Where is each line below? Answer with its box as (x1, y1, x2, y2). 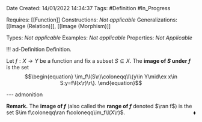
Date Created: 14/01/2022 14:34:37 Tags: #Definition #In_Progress (6, 5, 171, 11)
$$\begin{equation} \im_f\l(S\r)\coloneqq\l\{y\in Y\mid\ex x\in (24, 73, 177, 80)
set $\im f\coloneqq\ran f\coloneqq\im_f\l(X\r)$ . (6, 109, 126, 116)
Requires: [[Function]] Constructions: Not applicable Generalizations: (6, 16, 177, 23)
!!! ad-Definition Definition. (6, 46, 72, 53)
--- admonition (6, 91, 43, 98)
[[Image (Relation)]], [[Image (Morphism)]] (6, 23, 111, 29)
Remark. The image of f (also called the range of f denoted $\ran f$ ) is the (6, 103, 192, 109)
